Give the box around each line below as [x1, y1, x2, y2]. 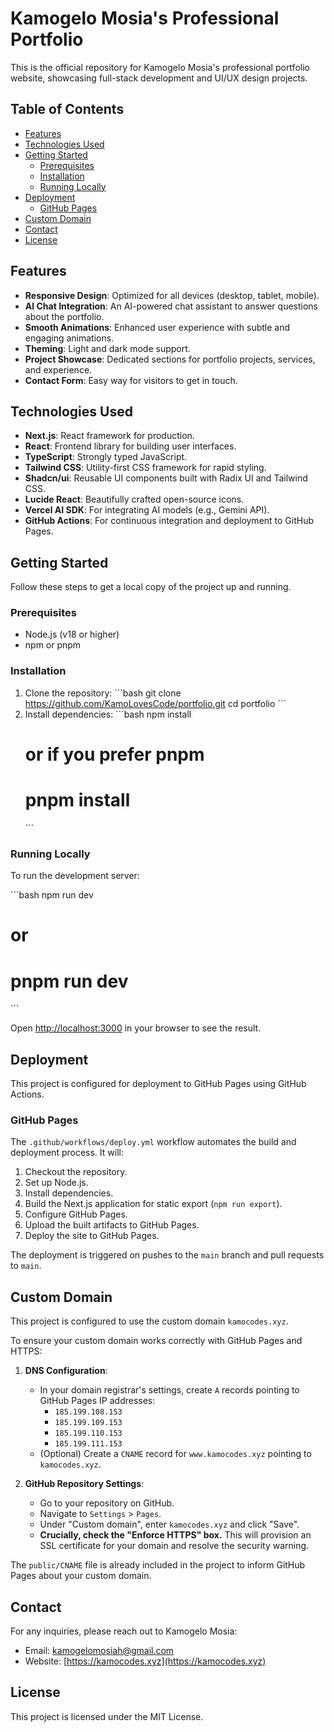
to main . [10, 1260, 42, 1272]
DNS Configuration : [24, 1365, 108, 1377]
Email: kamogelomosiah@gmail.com [24, 1645, 175, 1657]
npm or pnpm [24, 639, 82, 651]
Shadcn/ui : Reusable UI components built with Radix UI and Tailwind [24, 472, 308, 484]
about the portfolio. [24, 310, 105, 322]
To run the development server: [10, 870, 140, 882]
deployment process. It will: [10, 1147, 124, 1159]
